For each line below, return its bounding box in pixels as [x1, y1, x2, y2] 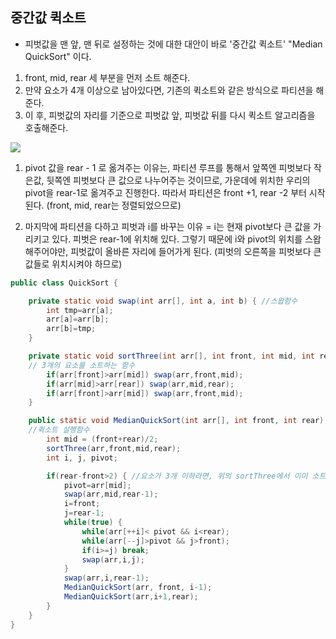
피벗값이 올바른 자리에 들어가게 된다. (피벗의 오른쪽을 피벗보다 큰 [70, 245, 322, 257]
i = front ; [63, 499, 101, 509]
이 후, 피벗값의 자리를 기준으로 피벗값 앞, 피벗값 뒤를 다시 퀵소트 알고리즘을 [24, 109, 316, 121]
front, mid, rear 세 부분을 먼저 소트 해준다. [24, 71, 191, 83]
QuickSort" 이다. [24, 50, 92, 62]
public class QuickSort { [10, 278, 118, 288]
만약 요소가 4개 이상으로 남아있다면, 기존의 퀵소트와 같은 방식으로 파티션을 [24, 84, 314, 96]
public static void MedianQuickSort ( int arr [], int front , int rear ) [28, 416, 325, 426]
